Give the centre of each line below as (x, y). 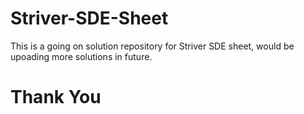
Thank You (56, 97)
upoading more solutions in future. (81, 56)
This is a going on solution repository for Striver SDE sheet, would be (152, 46)
